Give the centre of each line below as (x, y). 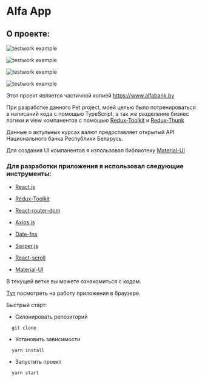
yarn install (28, 351)
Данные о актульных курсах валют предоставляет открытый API (90, 132)
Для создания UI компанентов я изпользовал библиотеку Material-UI (96, 150)
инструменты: (29, 174)
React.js (25, 187)
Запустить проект (38, 362)
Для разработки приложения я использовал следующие (95, 166)
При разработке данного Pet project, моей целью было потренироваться (101, 107)
